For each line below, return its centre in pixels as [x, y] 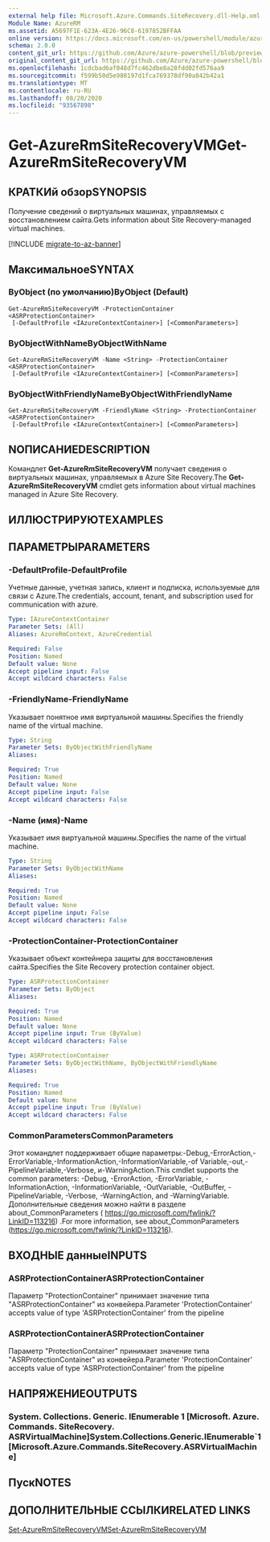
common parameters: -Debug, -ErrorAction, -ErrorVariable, [106, 1178]
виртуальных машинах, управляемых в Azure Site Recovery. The [118, 477]
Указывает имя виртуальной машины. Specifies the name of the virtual [127, 837]
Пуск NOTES [40, 1483]
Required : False [35, 648]
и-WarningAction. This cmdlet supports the [168, 1170]
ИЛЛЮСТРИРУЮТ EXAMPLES [86, 520]
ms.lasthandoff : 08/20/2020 [55, 98]
